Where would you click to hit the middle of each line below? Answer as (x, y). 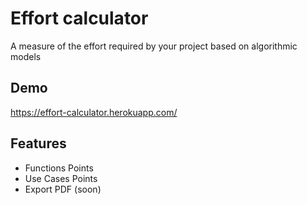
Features (38, 143)
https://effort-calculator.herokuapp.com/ (94, 112)
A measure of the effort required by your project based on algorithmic (154, 46)
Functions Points (59, 168)
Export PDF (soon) (63, 189)
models (26, 56)
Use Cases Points (61, 178)
